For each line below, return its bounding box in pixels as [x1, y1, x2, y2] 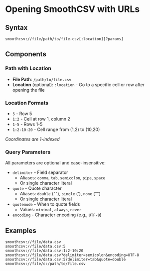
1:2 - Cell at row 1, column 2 [12, 116, 71, 122]
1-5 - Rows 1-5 [12, 121, 43, 127]
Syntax [5, 23, 28, 32]
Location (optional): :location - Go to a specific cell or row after [12, 81, 145, 88]
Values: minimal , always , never [19, 207, 82, 213]
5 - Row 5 [12, 111, 32, 117]
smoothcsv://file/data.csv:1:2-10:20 [5, 248, 84, 254]
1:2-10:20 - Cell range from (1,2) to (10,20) [12, 126, 100, 133]
